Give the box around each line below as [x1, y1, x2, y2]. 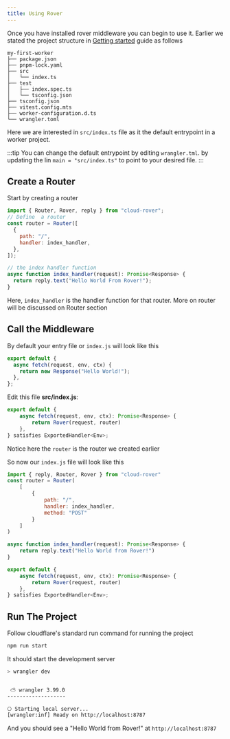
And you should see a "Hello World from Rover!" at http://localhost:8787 [7, 724, 217, 733]
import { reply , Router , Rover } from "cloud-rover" [7, 471, 161, 478]
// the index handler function [7, 264, 97, 272]
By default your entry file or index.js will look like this [7, 341, 159, 350]
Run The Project [7, 610, 78, 623]
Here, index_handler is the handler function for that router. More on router [7, 296, 216, 304]
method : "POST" [43, 509, 88, 516]
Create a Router [7, 176, 76, 188]
